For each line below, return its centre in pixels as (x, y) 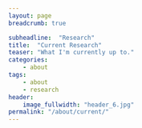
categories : (28, 60)
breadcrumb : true (37, 23)
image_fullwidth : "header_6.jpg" (79, 105)
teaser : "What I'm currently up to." (71, 53)
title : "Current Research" (55, 45)
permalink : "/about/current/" (59, 112)
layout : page (30, 16)
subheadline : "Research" (51, 38)
